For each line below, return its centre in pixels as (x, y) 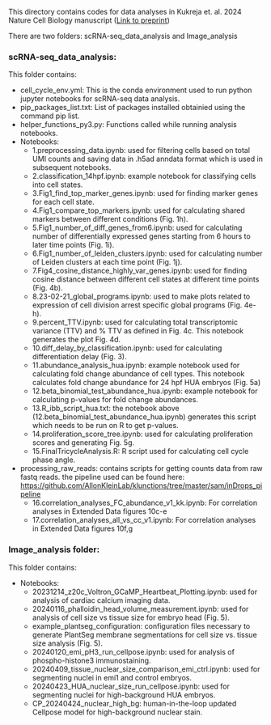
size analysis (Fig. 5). (68, 643)
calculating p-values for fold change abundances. (115, 400)
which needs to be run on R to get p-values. (106, 426)
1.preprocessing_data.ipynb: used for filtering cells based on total (141, 151)
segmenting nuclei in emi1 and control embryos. (112, 677)
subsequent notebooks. (72, 167)
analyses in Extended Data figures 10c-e (100, 511)
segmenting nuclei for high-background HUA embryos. (124, 694)
